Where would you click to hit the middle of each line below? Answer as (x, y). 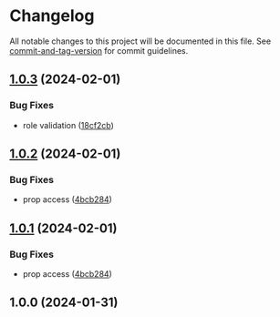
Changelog (52, 16)
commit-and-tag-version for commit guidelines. (99, 50)
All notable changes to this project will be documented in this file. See (140, 41)
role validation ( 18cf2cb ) (68, 125)
